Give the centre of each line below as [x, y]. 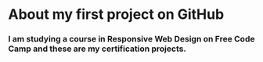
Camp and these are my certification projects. [97, 49]
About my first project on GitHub [116, 15]
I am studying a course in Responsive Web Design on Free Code [131, 39]
